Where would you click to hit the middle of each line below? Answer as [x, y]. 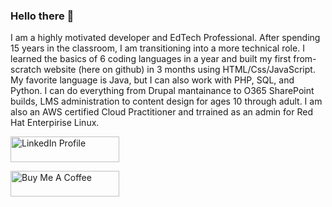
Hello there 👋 [42, 16]
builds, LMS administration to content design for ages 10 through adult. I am [166, 101]
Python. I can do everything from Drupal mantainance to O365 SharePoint [162, 91]
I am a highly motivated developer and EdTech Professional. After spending [165, 38]
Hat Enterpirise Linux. [55, 123]
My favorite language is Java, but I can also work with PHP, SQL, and [152, 80]
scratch [26, 70]
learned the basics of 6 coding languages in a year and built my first [151, 59]
